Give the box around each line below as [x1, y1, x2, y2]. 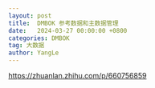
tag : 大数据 [8, 42, 45, 50]
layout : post [8, 11, 52, 20]
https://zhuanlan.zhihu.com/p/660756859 [8, 71, 147, 80]
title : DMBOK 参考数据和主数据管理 [8, 19, 119, 27]
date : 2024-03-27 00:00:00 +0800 [8, 26, 128, 34]
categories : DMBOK [8, 34, 70, 42]
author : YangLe [8, 49, 59, 57]
